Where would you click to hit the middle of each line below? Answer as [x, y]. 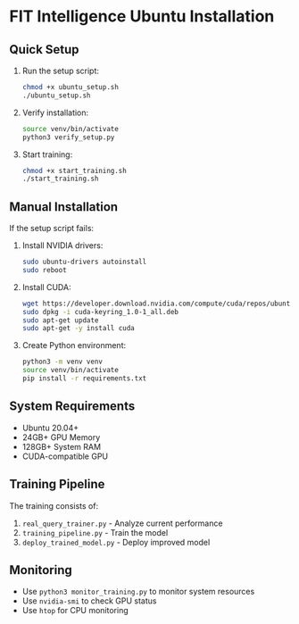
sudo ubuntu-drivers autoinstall [84, 262]
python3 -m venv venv [62, 362]
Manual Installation [64, 207]
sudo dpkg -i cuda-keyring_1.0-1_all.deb [100, 312]
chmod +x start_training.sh [74, 171]
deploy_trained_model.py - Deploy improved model [116, 542]
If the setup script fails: [52, 229]
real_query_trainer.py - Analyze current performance [122, 523]
